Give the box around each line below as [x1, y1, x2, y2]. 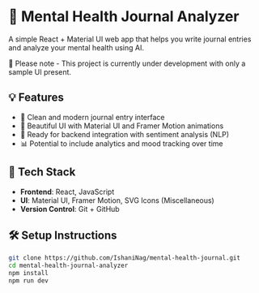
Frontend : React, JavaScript [19, 187, 115, 196]
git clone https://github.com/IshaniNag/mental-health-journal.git [8, 254, 241, 262]
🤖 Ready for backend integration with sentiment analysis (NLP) [19, 129, 229, 139]
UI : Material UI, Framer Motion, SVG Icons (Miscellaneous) [19, 195, 214, 205]
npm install [8, 269, 49, 278]
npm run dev [8, 277, 49, 285]
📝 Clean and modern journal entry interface [19, 112, 165, 122]
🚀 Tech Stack [8, 166, 76, 179]
